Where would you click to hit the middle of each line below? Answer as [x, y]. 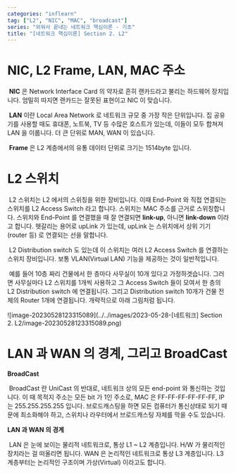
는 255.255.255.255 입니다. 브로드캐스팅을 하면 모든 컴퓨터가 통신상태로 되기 [113, 406]
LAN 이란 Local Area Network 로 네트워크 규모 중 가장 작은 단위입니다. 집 [111, 115]
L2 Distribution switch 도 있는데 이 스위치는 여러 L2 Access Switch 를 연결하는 [119, 250]
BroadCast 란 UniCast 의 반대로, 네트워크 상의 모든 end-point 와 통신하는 [111, 388]
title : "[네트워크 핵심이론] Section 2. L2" [68, 33]
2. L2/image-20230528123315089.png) [64, 323]
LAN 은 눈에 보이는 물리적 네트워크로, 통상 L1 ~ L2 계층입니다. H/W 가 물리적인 [117, 445]
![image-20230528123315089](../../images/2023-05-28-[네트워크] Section [115, 315]
